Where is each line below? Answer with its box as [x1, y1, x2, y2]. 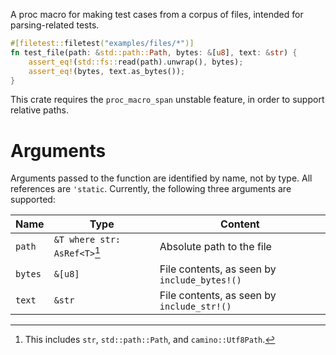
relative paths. [10, 104, 69, 116]
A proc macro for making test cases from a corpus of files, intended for [10, 9, 304, 20]
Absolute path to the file [159, 240, 272, 254]
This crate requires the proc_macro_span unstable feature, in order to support [10, 94, 325, 106]
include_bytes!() [159, 274, 242, 286]
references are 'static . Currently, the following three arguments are [10, 183, 292, 195]
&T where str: [53, 234, 122, 246]
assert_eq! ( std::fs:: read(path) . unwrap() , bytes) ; [28, 57, 244, 67]
